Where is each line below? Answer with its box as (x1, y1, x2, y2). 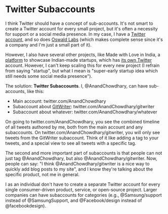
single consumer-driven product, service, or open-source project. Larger (5, 186, 157, 193)
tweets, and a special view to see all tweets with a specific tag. (5, 140, 137, 146)
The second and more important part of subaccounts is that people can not (5, 150, 162, 156)
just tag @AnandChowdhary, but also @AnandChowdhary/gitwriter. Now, (5, 155, 157, 161)
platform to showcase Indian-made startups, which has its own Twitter (5, 57, 152, 63)
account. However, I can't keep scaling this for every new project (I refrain (5, 62, 160, 68)
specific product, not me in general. (5, 171, 80, 178)
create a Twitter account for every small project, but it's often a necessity (5, 25, 158, 31)
